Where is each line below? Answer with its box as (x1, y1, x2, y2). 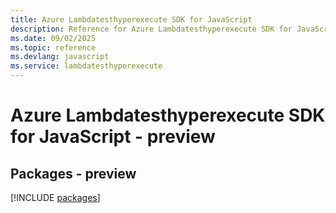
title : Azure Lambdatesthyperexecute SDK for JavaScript (10, 14, 253, 25)
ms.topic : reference (10, 42, 97, 53)
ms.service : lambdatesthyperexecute (10, 61, 163, 71)
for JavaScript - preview (10, 126, 216, 148)
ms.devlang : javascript (10, 52, 110, 62)
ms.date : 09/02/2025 (10, 33, 97, 43)
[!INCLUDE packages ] (10, 192, 101, 203)
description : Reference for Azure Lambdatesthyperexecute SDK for (10, 24, 293, 34)
